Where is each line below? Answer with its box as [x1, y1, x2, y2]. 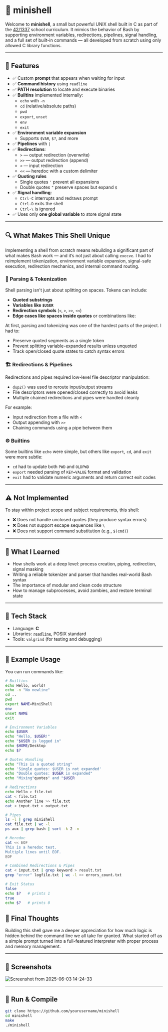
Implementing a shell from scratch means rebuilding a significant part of [5, 247, 153, 253]
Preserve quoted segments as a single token [12, 337, 104, 343]
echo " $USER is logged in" [5, 739, 61, 744]
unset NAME [5, 711, 28, 716]
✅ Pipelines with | [12, 140, 51, 146]
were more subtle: [5, 454, 42, 460]
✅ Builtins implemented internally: [12, 92, 83, 98]
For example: [5, 404, 32, 410]
